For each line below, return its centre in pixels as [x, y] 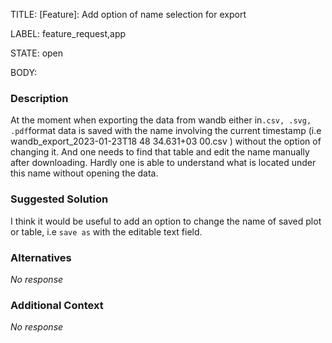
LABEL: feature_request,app [68, 33]
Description [39, 98]
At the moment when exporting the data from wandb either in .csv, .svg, [161, 120]
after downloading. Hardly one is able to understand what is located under [163, 163]
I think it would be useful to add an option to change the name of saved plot [166, 221]
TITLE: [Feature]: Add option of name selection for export [128, 14]
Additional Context [57, 305]
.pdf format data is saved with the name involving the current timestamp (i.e [166, 131]
